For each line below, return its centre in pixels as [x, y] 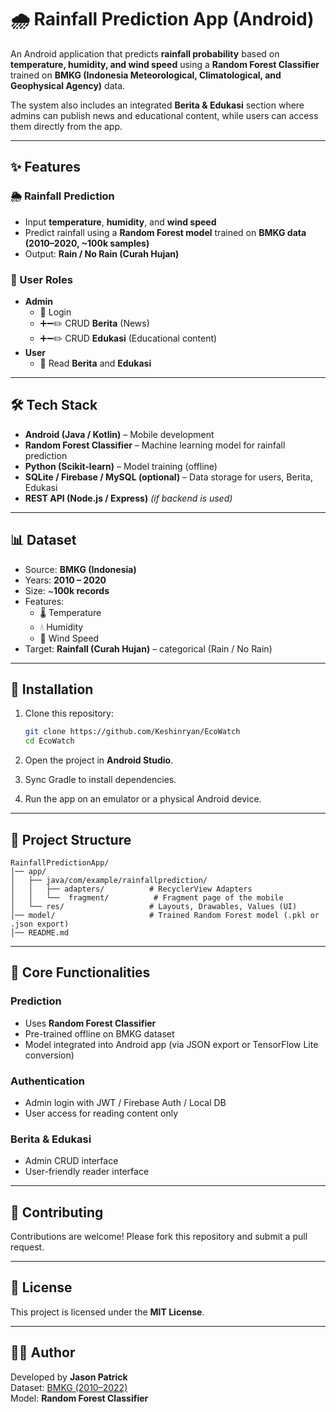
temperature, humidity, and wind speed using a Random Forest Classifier [165, 64]
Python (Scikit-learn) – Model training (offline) [121, 466]
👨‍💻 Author [43, 1352]
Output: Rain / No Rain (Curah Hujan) [102, 253]
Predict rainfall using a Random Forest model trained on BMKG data [165, 232]
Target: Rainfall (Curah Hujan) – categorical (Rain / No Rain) [148, 648]
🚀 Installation [52, 689]
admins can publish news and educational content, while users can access [164, 115]
